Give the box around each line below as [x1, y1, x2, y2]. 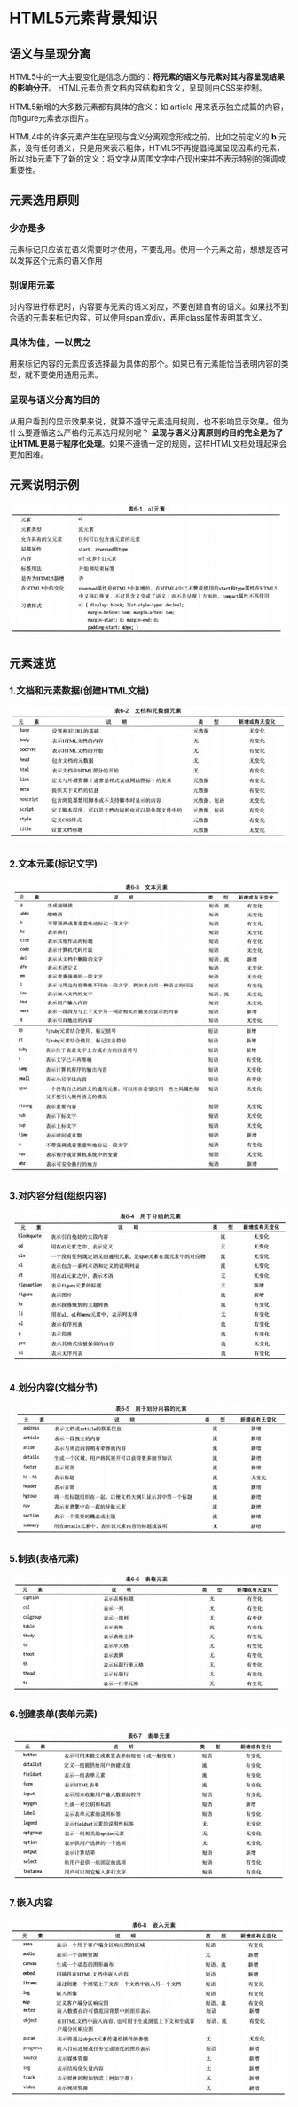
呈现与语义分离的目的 [9, 394, 100, 407]
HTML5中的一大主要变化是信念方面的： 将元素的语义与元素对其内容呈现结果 [9, 72, 286, 82]
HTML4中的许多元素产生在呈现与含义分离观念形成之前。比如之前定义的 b [9, 131, 277, 142]
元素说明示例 [9, 477, 80, 493]
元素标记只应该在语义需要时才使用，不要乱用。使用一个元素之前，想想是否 [9, 243, 281, 254]
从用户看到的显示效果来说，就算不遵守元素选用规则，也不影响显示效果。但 [9, 416, 281, 426]
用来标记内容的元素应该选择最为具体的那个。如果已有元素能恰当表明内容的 [9, 359, 281, 369]
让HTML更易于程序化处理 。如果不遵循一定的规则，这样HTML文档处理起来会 [9, 438, 287, 448]
